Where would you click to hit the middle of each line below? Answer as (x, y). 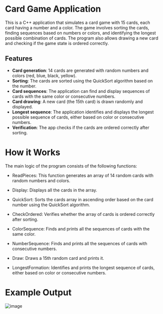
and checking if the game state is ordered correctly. (57, 43)
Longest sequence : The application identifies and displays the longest (83, 112)
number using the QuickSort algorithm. (51, 205)
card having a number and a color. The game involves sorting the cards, (77, 27)
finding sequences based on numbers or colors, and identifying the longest (81, 33)
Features (19, 59)
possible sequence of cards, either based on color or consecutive (78, 117)
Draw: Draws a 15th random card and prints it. (58, 258)
